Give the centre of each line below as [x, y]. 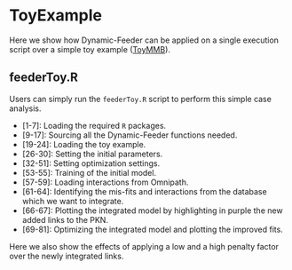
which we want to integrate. [73, 201]
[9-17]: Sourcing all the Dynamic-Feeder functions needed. [130, 135]
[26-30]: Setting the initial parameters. [92, 154]
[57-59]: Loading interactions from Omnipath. [105, 182]
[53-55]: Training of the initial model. [89, 172]
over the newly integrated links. [67, 256]
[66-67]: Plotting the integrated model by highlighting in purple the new [152, 210]
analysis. [25, 108]
